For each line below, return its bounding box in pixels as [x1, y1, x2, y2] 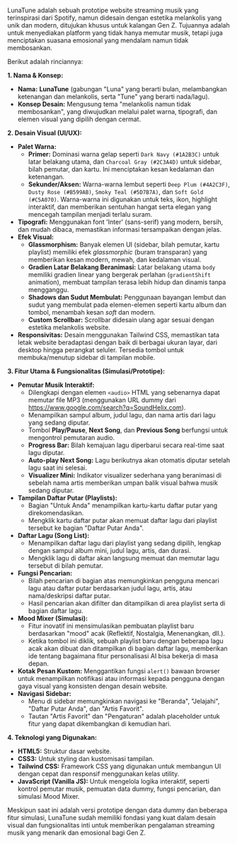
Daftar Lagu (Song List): [17, 531, 90, 539]
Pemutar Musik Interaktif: [17, 381, 95, 389]
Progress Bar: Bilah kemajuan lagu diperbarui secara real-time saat [28, 441, 225, 449]
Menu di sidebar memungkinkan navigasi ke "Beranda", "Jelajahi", [28, 697, 220, 705]
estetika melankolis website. [28, 323, 111, 332]
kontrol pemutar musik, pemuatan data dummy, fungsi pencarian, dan [17, 784, 221, 793]
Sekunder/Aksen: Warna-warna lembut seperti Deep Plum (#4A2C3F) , [28, 180, 231, 189]
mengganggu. [28, 286, 69, 293]
